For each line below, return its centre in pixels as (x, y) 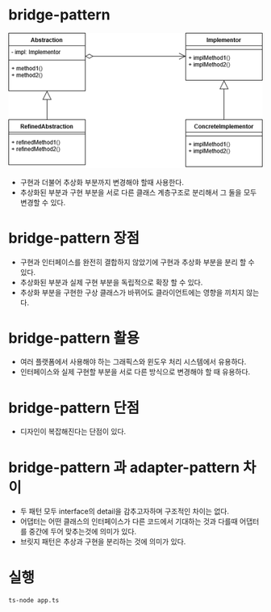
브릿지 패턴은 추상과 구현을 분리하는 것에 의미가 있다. (103, 542)
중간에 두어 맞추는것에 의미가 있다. (83, 532)
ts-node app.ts (34, 601)
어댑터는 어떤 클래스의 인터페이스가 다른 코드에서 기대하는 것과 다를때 (129, 521)
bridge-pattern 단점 (74, 408)
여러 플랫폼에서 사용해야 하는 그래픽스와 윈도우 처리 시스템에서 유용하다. (133, 362)
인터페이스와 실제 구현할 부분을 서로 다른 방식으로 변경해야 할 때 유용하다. (135, 372)
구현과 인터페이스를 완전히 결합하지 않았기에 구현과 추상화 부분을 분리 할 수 (138, 262)
